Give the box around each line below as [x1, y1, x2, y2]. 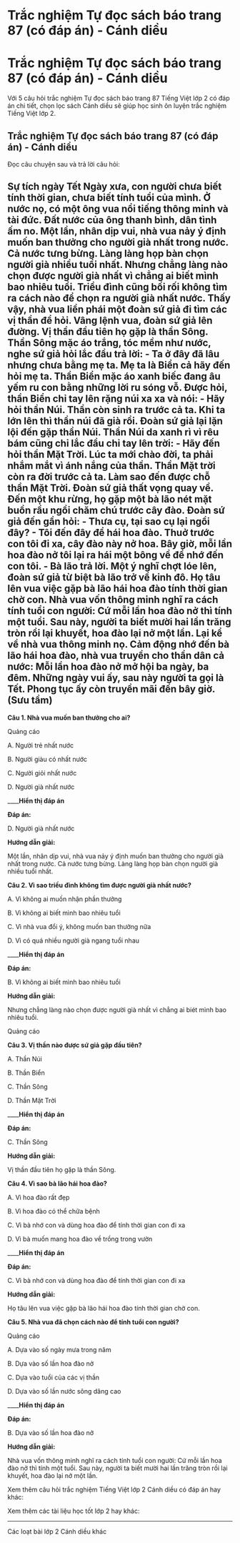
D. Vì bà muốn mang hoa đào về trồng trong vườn [7, 1234, 153, 1243]
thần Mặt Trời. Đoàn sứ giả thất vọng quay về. [7, 482, 214, 495]
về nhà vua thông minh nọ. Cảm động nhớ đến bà [7, 638, 230, 650]
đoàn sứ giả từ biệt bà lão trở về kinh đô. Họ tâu [7, 572, 221, 584]
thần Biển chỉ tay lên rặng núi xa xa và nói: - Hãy [7, 393, 225, 405]
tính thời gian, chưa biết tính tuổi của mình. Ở [7, 192, 211, 204]
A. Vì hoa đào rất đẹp [7, 1193, 70, 1201]
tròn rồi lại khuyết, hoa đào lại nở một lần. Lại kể [7, 627, 223, 640]
